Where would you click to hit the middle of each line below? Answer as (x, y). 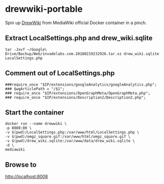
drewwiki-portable (44, 9)
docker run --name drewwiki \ (36, 124)
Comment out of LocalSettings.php (60, 73)
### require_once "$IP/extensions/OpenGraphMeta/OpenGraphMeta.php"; (78, 93)
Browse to (21, 165)
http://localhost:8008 (27, 177)
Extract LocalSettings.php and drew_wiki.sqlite (79, 38)
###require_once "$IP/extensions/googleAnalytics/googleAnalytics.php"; (81, 85)
